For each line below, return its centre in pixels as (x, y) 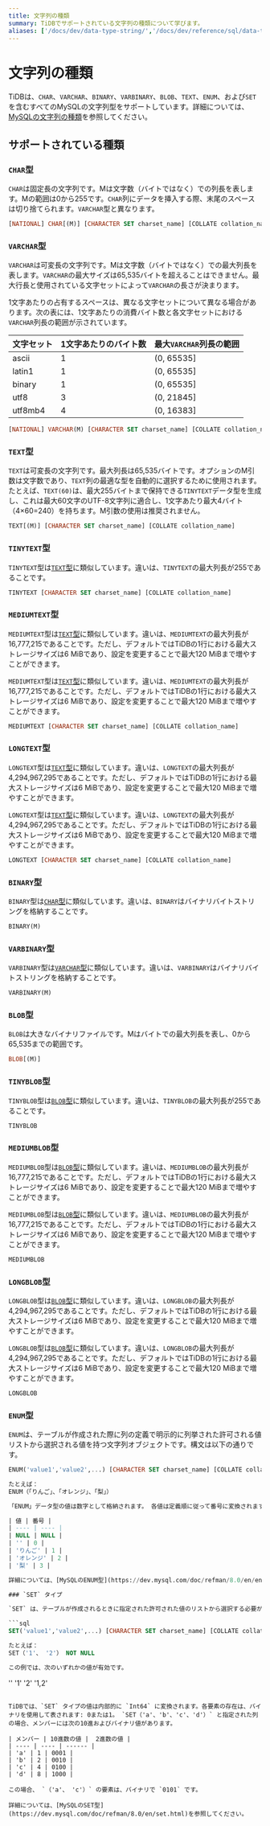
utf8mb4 (29, 411)
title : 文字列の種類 (39, 16)
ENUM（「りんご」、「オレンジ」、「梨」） (60, 1492)
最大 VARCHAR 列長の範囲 (196, 344)
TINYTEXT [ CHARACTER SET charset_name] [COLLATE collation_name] (120, 593)
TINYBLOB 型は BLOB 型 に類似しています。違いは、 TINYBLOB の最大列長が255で (131, 1100)
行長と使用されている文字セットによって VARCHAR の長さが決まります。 (129, 285)
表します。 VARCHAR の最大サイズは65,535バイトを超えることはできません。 (131, 275)
